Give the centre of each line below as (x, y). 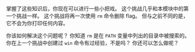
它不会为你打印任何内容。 (37, 23)
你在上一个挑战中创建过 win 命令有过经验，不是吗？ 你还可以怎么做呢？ (92, 43)
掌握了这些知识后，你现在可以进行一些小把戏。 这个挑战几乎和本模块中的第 (97, 8)
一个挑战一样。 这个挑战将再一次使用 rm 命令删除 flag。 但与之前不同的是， (97, 16)
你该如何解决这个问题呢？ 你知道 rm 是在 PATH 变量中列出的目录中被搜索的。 (98, 36)
